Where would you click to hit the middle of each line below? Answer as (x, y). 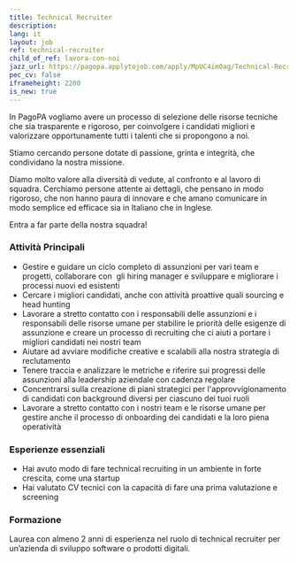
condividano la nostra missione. (67, 162)
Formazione (35, 520)
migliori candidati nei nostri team (81, 342)
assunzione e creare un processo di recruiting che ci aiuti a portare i (146, 332)
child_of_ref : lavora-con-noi (65, 58)
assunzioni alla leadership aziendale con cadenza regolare (129, 379)
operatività (42, 427)
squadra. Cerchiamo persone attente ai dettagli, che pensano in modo (137, 189)
